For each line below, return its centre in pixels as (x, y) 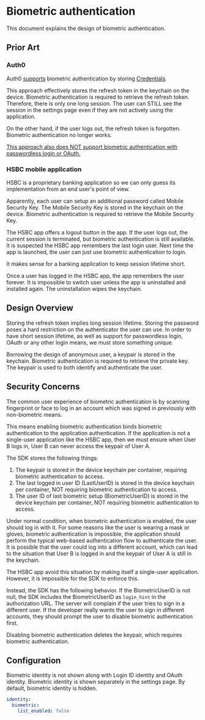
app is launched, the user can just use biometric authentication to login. (96, 252)
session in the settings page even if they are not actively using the (90, 110)
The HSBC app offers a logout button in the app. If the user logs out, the (97, 232)
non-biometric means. (34, 414)
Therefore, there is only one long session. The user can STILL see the (94, 103)
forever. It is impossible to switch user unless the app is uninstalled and (96, 282)
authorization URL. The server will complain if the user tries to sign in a (95, 603)
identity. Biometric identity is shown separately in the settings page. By (96, 682)
